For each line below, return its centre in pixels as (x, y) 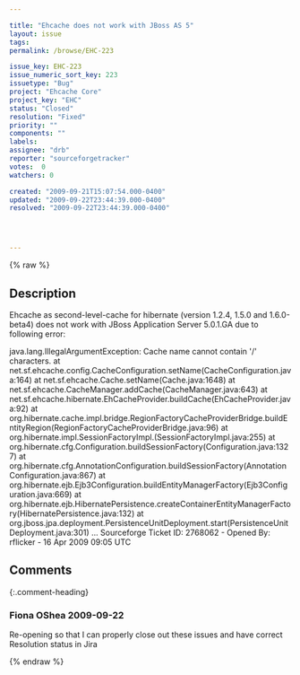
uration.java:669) (41, 494)
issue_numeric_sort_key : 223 (64, 75)
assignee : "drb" (39, 150)
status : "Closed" (42, 109)
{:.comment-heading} (49, 592)
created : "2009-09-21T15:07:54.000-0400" (88, 191)
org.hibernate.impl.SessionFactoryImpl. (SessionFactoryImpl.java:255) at (142, 437)
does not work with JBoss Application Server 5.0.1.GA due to (147, 324)
